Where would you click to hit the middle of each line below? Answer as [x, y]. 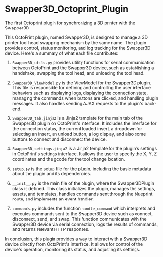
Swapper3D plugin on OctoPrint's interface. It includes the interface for [84, 123]
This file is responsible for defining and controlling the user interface [81, 87]
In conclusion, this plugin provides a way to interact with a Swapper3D [76, 239]
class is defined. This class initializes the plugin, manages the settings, [84, 188]
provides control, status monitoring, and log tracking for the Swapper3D [78, 48]
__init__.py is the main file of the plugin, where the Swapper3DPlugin [83, 183]
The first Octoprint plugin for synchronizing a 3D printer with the [70, 23]
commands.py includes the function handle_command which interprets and [84, 208]
